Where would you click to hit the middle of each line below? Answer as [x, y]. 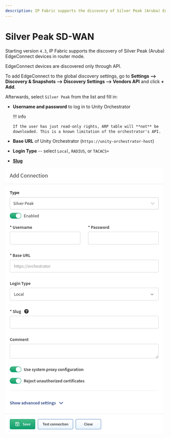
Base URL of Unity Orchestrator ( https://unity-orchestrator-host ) [83, 141]
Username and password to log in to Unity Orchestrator [72, 107]
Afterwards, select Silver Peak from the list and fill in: [62, 96]
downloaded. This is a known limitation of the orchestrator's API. [87, 132]
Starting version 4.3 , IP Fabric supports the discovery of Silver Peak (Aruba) [85, 50]
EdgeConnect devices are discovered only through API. [63, 66]
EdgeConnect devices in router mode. [45, 56]
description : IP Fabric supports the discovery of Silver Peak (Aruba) [83, 11]
